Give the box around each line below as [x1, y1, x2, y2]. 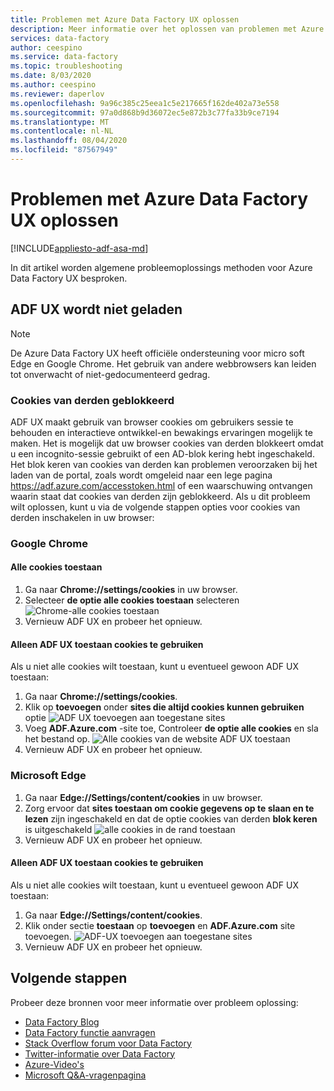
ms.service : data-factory [10, 52, 118, 62]
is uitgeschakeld [24, 823, 93, 835]
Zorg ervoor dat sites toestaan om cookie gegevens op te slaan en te [24, 802, 315, 814]
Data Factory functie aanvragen [24, 1026, 156, 1038]
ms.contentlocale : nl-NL [10, 126, 114, 136]
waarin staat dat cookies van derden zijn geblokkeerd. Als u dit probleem [10, 490, 311, 502]
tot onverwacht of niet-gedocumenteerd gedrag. [10, 368, 211, 380]
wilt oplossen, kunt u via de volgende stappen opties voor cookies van [10, 501, 301, 513]
